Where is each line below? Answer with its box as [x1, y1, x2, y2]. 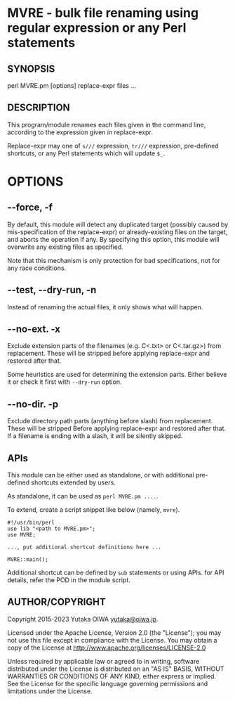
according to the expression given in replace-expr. [7, 128, 153, 136]
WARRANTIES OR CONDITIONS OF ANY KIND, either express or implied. [7, 671, 216, 680]
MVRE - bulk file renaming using [7, 5, 199, 21]
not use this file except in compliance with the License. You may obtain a [7, 636, 217, 644]
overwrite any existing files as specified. [7, 243, 124, 251]
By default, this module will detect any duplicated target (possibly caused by [7, 220, 229, 229]
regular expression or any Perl [7, 20, 187, 36]
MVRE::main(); [7, 556, 49, 563]
